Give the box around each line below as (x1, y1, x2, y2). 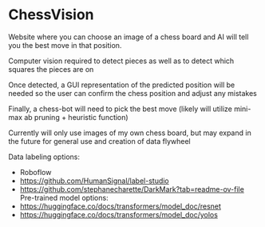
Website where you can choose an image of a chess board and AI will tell (8, 32, 249, 42)
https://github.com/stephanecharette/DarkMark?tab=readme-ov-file (19, 184, 245, 193)
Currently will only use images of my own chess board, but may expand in (8, 128, 251, 137)
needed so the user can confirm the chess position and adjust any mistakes (8, 88, 257, 98)
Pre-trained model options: (19, 193, 109, 202)
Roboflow (19, 167, 52, 177)
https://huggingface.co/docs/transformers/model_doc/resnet (19, 201, 222, 211)
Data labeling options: (8, 152, 81, 161)
